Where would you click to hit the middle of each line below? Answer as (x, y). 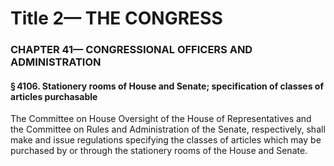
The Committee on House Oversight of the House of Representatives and (161, 119)
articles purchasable (54, 96)
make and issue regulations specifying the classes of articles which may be (166, 140)
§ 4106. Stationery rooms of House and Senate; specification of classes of (167, 86)
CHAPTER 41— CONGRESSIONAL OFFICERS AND (131, 50)
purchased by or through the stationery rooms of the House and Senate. (159, 151)
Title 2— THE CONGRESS (116, 18)
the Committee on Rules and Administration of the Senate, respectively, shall (168, 129)
